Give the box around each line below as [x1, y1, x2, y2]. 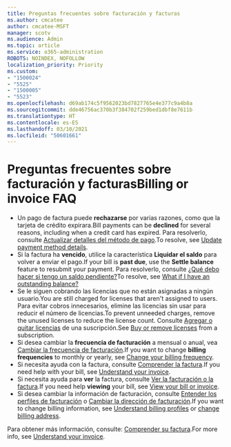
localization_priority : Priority [7, 61, 103, 68]
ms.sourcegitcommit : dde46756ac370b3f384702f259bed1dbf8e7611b [7, 106, 193, 113]
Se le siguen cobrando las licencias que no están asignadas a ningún [17, 287, 214, 295]
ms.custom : [7, 68, 39, 74]
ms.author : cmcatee [7, 17, 63, 23]
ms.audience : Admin [7, 36, 63, 43]
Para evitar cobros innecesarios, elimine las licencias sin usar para [17, 301, 207, 310]
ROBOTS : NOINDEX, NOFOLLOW [7, 55, 85, 62]
